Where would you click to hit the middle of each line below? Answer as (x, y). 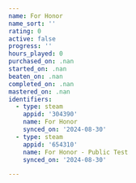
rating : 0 (25, 31)
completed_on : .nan (41, 84)
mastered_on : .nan (39, 91)
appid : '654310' (51, 144)
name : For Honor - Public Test (76, 152)
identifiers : (30, 99)
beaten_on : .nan (36, 76)
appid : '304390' (51, 115)
